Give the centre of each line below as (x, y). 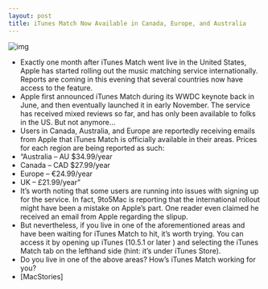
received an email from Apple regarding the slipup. (104, 216)
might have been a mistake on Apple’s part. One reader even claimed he (139, 207)
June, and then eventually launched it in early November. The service (135, 105)
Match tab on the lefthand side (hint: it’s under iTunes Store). (120, 250)
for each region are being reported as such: (92, 148)
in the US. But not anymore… (68, 122)
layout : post (30, 16)
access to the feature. (56, 88)
